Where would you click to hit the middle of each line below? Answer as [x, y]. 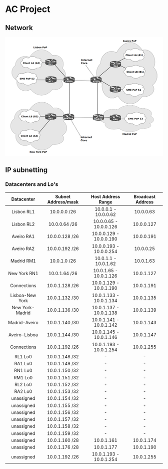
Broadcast [144, 196]
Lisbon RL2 [23, 224]
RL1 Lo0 [23, 356]
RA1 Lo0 [23, 364]
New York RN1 [23, 273]
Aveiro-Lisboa [23, 335]
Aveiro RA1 [23, 236]
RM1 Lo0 [23, 377]
